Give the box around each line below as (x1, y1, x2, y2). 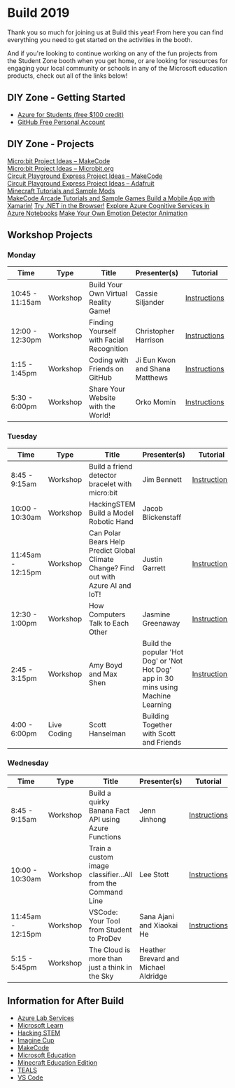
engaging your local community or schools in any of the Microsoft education (7, 64, 227, 72)
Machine (142, 691, 171, 701)
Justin (142, 554, 163, 564)
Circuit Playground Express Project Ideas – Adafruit (7, 179, 155, 187)
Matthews (135, 373, 168, 383)
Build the (142, 638, 171, 648)
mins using (142, 682, 178, 691)
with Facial (88, 335, 124, 345)
